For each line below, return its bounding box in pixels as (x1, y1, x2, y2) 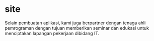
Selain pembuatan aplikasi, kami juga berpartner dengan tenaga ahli (5, 20, 146, 26)
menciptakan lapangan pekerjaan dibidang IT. (5, 30, 100, 36)
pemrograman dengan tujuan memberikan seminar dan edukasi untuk (5, 25, 149, 31)
